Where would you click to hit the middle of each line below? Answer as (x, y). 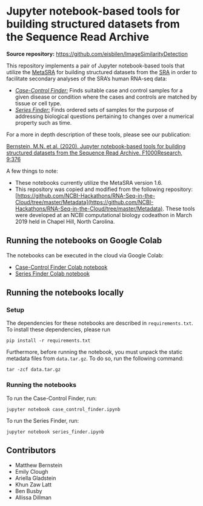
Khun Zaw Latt (33, 484)
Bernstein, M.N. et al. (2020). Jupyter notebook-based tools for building (96, 146)
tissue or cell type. (38, 103)
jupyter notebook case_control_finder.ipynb (63, 409)
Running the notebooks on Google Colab (84, 241)
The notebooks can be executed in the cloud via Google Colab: (85, 255)
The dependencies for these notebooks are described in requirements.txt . (100, 323)
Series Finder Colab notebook (52, 273)
